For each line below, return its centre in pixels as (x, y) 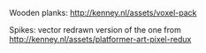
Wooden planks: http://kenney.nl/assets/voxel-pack (103, 13)
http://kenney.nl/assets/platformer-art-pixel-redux (100, 39)
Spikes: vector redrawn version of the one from (95, 30)
